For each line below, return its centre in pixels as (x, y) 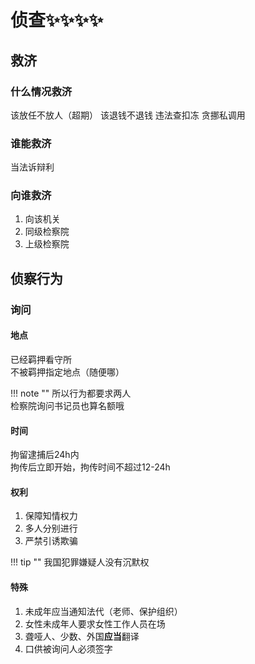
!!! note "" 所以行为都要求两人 (71, 393)
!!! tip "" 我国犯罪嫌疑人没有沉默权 (80, 562)
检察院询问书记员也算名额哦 (67, 405)
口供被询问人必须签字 (68, 648)
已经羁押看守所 (41, 359)
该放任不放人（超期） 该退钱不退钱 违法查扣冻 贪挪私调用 (128, 115)
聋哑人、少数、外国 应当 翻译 (82, 636)
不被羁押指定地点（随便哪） (67, 372)
